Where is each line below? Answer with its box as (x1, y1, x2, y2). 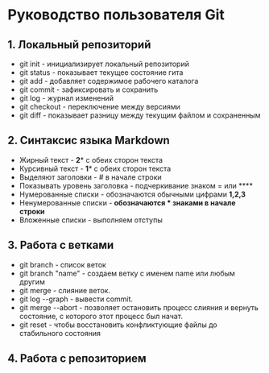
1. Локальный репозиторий (7, 38, 151, 52)
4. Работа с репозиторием (7, 352, 147, 366)
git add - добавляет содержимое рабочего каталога (19, 77, 199, 85)
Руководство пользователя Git (7, 6, 225, 24)
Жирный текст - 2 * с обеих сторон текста (19, 155, 163, 164)
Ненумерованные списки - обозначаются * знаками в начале (19, 197, 236, 207)
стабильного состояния (19, 328, 101, 338)
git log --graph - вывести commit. (19, 294, 134, 304)
